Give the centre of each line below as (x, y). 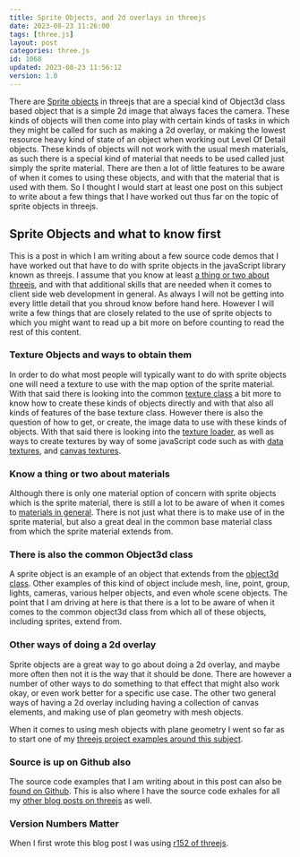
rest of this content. (46, 331)
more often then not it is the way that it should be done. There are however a (151, 673)
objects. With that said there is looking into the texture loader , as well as (142, 432)
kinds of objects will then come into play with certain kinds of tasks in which (150, 120)
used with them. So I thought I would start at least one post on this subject (146, 187)
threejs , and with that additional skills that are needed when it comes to (141, 284)
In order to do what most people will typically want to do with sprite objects (148, 374)
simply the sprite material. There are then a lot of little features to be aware (147, 167)
